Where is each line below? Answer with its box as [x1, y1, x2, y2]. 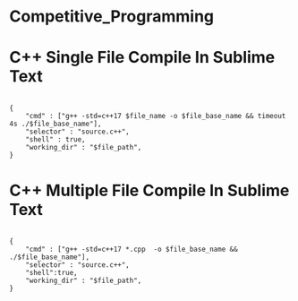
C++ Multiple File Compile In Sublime [9, 181, 290, 201]
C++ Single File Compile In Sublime [9, 47, 276, 68]
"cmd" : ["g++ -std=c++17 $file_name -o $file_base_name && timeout [25, 112, 286, 121]
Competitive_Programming [9, 6, 215, 27]
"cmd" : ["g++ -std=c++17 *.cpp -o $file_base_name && [25, 245, 239, 254]
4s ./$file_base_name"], [9, 119, 102, 129]
